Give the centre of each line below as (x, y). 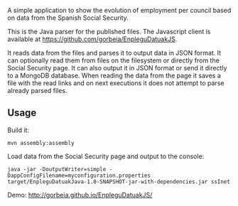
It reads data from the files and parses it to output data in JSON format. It (114, 53)
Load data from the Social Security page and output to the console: (106, 156)
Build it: (18, 130)
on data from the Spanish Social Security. (68, 18)
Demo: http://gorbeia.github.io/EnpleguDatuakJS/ (80, 195)
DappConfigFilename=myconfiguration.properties (79, 175)
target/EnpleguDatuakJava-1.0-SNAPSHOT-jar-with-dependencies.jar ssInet (119, 181)
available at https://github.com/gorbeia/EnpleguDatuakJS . (92, 39)
